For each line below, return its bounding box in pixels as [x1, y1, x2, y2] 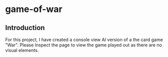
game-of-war [5, 3, 63, 15]
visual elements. [5, 47, 39, 53]
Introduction [5, 23, 45, 32]
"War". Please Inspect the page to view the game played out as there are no [5, 42, 162, 48]
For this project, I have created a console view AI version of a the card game [5, 36, 163, 42]
